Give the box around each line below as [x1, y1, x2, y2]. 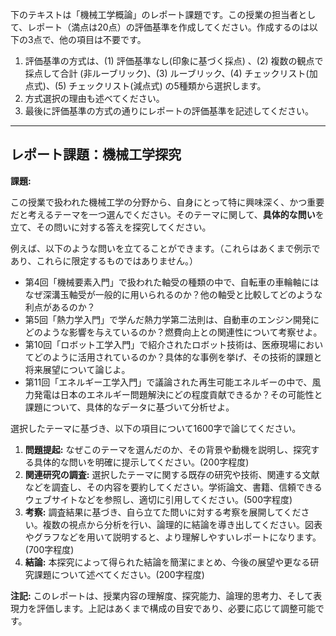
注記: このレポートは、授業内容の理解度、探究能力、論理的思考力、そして [10, 589, 314, 602]
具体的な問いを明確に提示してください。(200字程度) [33, 456, 250, 468]
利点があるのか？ [24, 301, 96, 313]
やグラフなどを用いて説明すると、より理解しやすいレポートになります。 [24, 531, 322, 543]
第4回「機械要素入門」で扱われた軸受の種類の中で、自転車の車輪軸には [24, 276, 320, 288]
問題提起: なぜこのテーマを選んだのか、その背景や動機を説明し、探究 [24, 443, 312, 455]
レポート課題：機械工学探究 [10, 146, 182, 163]
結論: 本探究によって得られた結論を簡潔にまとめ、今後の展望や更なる [24, 556, 311, 568]
